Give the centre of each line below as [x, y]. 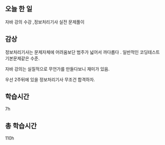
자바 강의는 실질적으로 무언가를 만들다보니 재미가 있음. [57, 69]
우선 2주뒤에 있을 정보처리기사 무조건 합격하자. [50, 79]
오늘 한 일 [19, 9]
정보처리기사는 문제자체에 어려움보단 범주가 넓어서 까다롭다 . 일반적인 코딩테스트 [82, 52]
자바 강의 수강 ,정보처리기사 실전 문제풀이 [45, 22]
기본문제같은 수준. [23, 58]
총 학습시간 [21, 126]
